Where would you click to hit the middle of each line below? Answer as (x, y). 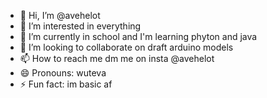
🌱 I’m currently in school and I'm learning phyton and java (138, 36)
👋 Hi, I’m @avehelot (60, 15)
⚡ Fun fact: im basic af (66, 84)
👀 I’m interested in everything (80, 26)
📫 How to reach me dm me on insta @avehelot (117, 58)
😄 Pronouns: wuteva (63, 73)
